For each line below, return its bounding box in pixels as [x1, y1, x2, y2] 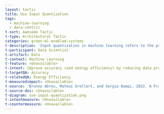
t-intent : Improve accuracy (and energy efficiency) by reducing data [5, 66, 152, 71]
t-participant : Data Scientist [5, 48, 69, 52]
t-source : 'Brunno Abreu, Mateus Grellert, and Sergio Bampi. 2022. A [5, 83, 152, 89]
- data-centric [9, 25, 41, 30]
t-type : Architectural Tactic [5, 34, 67, 39]
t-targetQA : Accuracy [5, 70, 49, 75]
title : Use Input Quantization [5, 12, 69, 16]
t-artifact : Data [5, 52, 41, 57]
